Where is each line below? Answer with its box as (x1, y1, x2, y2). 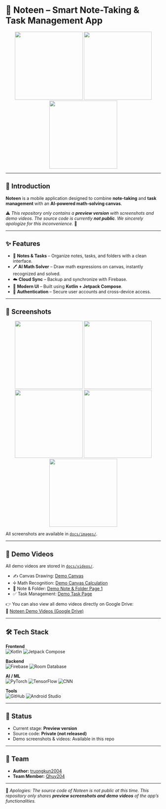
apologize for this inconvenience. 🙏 (5, 220, 77, 227)
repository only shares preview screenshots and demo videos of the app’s (5, 793, 159, 799)
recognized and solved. (12, 271, 61, 277)
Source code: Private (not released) (12, 730, 87, 736)
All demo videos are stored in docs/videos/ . (5, 563, 94, 569)
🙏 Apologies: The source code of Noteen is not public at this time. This (5, 787, 149, 793)
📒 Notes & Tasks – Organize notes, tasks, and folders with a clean (12, 252, 147, 259)
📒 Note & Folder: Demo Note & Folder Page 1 (12, 586, 103, 592)
